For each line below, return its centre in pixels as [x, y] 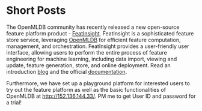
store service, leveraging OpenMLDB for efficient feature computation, [93, 40]
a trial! [14, 102]
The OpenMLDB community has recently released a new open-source [93, 27]
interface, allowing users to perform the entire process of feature [87, 52]
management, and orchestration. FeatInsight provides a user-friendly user [98, 46]
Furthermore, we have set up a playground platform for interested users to [98, 83]
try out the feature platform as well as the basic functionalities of [86, 89]
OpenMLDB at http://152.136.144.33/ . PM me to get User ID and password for [101, 96]
